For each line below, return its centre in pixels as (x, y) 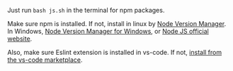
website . (20, 39)
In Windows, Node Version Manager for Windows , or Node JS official (108, 31)
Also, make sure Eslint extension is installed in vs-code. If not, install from (114, 52)
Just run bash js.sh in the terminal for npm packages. (86, 10)
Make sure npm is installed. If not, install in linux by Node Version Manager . (117, 24)
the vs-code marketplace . (45, 60)
